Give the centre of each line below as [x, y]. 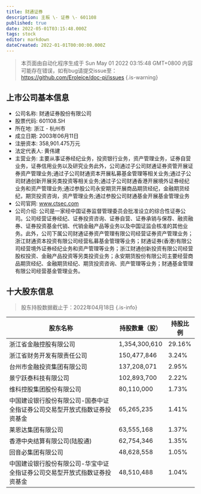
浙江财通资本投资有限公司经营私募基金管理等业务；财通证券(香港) [95, 241]
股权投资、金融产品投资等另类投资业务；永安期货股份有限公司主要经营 [101, 256]
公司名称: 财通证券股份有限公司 [53, 113]
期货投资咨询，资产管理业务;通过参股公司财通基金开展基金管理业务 [108, 196]
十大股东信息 [30, 292]
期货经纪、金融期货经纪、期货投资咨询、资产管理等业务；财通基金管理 [106, 263]
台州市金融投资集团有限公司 [48, 367]
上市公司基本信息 [38, 98]
